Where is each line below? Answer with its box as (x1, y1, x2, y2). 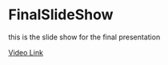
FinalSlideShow (8, 6, 114, 24)
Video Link (8, 47, 44, 57)
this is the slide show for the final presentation (8, 32, 161, 42)
